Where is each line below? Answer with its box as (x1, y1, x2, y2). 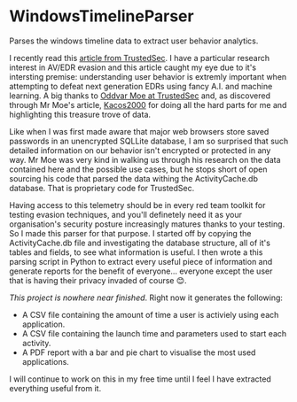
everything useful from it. (9, 383, 102, 393)
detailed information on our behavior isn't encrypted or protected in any (9, 144, 271, 156)
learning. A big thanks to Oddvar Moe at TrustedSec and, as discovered (9, 90, 271, 101)
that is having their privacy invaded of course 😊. (9, 274, 188, 285)
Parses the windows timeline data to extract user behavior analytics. (9, 35, 259, 46)
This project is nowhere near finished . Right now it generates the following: (9, 292, 284, 303)
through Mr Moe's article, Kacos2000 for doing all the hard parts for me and (9, 99, 287, 110)
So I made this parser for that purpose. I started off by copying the (9, 228, 252, 238)
